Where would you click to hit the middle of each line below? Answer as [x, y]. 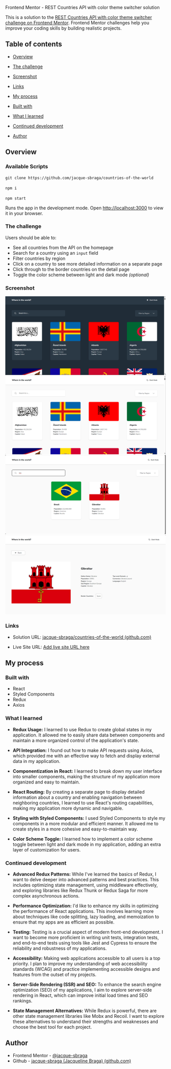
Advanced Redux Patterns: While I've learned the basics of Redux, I [84, 874]
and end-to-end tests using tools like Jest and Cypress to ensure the [85, 943]
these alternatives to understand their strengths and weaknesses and [85, 1022]
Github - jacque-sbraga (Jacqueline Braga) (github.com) [72, 1061]
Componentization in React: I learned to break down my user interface [87, 771]
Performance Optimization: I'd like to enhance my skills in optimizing [85, 906]
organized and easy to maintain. [46, 782]
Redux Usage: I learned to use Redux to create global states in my [82, 729]
